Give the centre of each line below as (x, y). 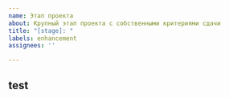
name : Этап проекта (41, 16)
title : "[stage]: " (41, 31)
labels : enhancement (43, 38)
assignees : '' (32, 46)
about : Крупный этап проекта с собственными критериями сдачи (115, 23)
